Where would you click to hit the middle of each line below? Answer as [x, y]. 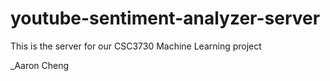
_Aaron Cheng [40, 65]
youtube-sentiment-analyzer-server [165, 18]
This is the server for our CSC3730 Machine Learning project [136, 46]
